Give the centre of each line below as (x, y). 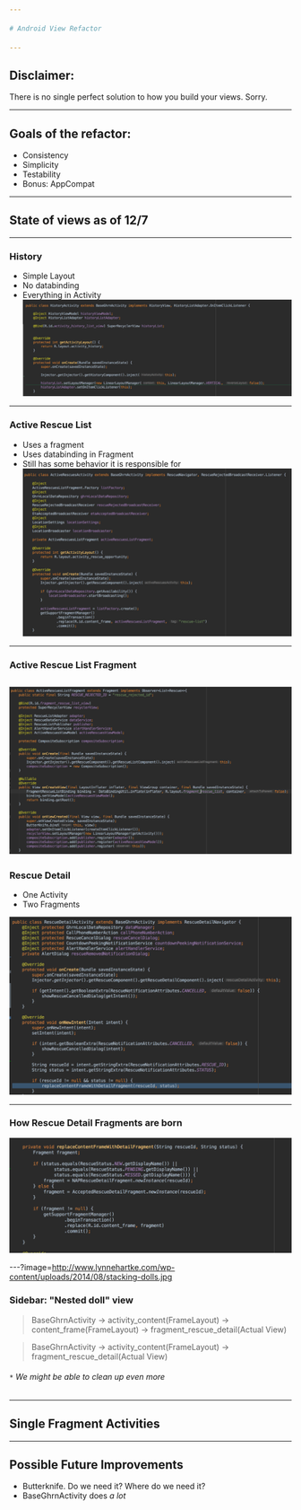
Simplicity (40, 165)
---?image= (31, 1268)
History (26, 256)
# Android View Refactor (56, 28)
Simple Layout (48, 276)
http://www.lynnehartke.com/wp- (114, 1268)
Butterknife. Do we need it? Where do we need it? (114, 1487)
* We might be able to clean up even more (87, 1377)
